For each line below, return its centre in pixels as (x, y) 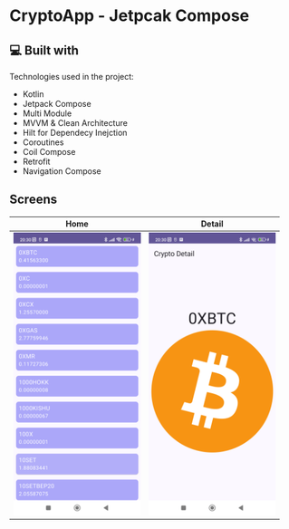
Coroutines (43, 142)
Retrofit (36, 161)
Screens (33, 200)
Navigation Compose (62, 171)
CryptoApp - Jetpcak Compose (130, 16)
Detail (212, 224)
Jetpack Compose (57, 104)
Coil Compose (49, 152)
